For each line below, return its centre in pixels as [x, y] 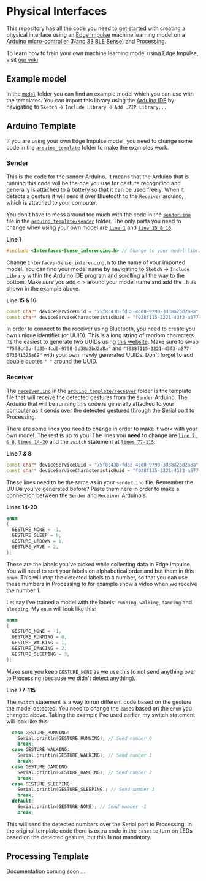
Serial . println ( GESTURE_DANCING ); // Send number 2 [85, 772]
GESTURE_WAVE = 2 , [36, 547]
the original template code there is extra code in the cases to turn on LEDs [100, 830]
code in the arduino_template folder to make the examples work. [88, 147]
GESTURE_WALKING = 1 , [40, 643]
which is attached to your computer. [52, 202]
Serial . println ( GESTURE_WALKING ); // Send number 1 [85, 755]
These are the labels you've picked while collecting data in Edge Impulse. [99, 564]
